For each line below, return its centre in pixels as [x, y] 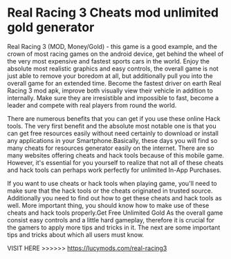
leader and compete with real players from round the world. [92, 105]
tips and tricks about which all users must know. [75, 234]
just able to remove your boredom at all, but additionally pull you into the [110, 76]
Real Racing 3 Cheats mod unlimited [113, 13]
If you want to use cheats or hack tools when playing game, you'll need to [112, 183]
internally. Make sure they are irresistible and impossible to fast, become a [113, 97]
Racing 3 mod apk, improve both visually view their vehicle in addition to [110, 90]
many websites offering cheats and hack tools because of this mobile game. [116, 155]
